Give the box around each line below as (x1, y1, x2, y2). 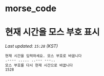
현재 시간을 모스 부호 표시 (5, 27, 100, 38)
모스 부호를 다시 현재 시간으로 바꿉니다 (5, 63, 73, 68)
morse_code (5, 3, 57, 14)
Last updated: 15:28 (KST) (5, 43, 58, 49)
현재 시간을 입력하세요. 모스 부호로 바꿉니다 (5, 54, 82, 58)
